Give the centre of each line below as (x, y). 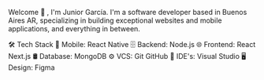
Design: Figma (32, 67)
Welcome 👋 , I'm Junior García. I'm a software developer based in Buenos (128, 12)
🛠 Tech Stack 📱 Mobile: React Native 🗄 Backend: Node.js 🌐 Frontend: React (132, 44)
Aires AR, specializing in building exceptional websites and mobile (115, 20)
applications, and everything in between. (74, 29)
